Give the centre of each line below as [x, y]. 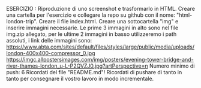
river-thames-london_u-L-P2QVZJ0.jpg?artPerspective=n [77, 66]
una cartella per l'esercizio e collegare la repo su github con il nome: [91, 15]
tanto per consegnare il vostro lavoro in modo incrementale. [80, 78]
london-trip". [22, 21]
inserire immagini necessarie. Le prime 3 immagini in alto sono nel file [92, 28]
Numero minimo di [172, 66]
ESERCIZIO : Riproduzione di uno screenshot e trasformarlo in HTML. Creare [100, 9]
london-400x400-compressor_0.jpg [51, 53]
